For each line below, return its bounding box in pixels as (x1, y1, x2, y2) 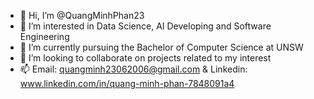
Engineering (19, 31, 70, 42)
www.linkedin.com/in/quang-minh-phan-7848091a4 (19, 78, 235, 89)
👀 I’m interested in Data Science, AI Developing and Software (19, 20, 272, 32)
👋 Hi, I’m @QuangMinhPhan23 (19, 10, 145, 21)
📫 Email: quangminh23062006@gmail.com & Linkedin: (19, 63, 248, 75)
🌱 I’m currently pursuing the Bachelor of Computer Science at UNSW (19, 41, 304, 53)
